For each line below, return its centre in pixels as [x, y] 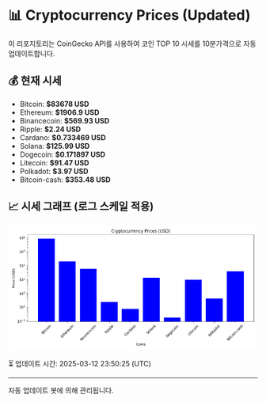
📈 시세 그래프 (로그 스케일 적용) [81, 207]
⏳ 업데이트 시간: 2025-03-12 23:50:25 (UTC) [80, 363]
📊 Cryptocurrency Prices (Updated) [129, 15]
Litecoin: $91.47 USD [54, 162]
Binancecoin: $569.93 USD [65, 120]
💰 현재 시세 [35, 81]
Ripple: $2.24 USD [50, 129]
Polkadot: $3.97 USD [54, 171]
